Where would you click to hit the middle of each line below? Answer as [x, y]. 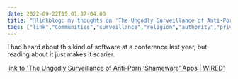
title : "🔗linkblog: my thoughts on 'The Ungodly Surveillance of [106, 20]
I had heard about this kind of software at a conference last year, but [107, 47]
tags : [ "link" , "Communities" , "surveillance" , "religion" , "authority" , [112, 27]
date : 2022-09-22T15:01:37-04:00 [57, 14]
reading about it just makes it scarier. [61, 54]
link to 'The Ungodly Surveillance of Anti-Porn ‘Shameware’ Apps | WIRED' [116, 68]
